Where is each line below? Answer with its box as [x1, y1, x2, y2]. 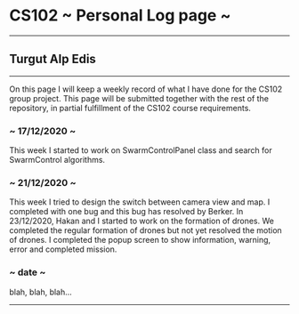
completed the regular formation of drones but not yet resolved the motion [9, 225, 282, 236]
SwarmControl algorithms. [9, 155, 105, 165]
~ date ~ [9, 266, 46, 278]
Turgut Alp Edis [9, 52, 96, 67]
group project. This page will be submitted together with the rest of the [9, 93, 270, 103]
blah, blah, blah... [9, 286, 73, 297]
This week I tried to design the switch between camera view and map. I [9, 197, 271, 207]
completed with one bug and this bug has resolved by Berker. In [9, 206, 244, 217]
